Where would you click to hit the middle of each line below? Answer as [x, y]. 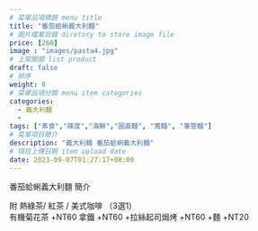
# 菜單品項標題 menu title [56, 18]
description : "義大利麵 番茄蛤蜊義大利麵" [82, 143]
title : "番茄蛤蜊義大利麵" [54, 26]
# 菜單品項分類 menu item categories [76, 93]
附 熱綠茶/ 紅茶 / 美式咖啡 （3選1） [73, 205]
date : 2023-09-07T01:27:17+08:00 [72, 160]
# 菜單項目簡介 [34, 135]
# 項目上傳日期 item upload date [68, 151]
